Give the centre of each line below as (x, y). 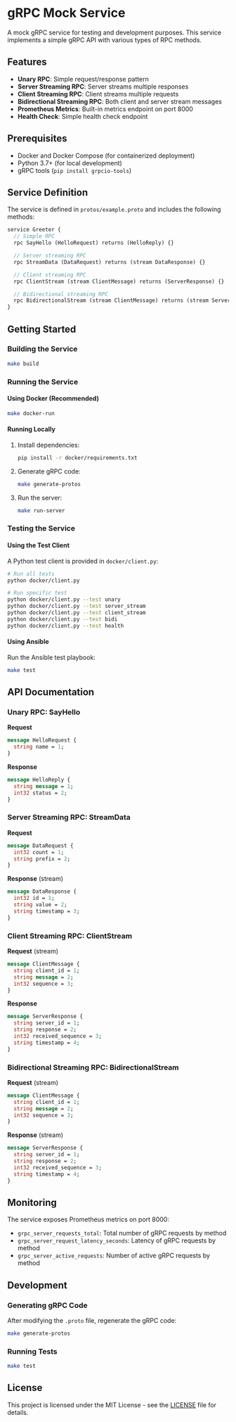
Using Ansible (28, 642)
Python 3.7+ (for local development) (70, 163)
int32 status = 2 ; (41, 793)
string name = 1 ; (39, 747)
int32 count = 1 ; (39, 852)
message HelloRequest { (42, 740)
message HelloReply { (39, 780)
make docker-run (31, 413)
